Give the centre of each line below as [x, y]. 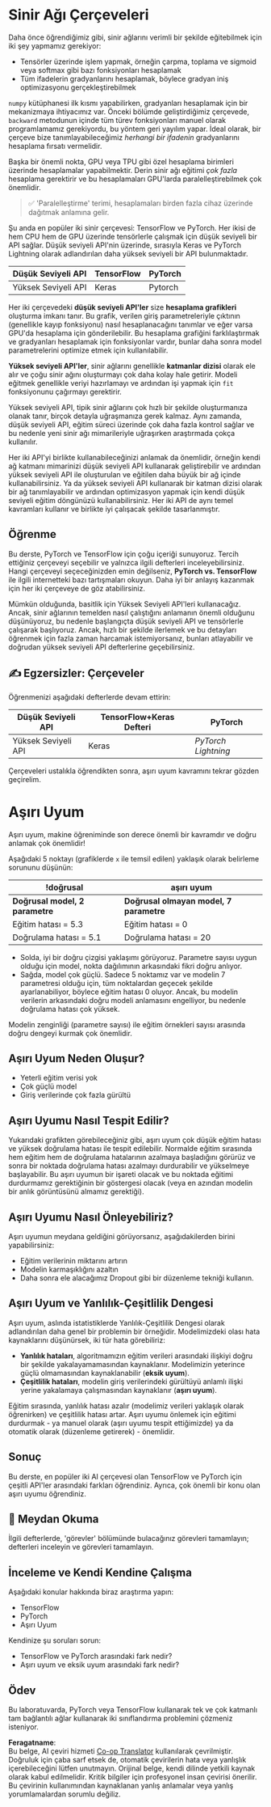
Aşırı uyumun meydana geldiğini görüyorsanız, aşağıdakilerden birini [122, 1236]
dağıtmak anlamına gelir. [69, 212]
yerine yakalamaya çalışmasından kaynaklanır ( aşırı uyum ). [119, 1390]
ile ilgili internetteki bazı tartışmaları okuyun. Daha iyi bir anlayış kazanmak [131, 579]
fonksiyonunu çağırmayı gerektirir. [65, 391]
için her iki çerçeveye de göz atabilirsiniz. [77, 588]
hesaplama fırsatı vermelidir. [55, 146]
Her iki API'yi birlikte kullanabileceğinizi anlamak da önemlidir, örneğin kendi [134, 457]
